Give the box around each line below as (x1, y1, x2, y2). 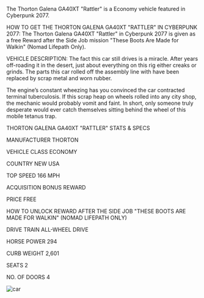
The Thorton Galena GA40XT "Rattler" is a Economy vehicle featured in (6, 6, 186, 12)
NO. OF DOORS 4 (6, 273, 51, 281)
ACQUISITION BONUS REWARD (6, 184, 86, 191)
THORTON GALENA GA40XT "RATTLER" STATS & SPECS (6, 124, 150, 131)
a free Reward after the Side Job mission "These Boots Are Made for (6, 37, 179, 44)
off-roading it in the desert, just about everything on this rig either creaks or (6, 61, 197, 69)
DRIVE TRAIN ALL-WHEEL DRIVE (6, 226, 89, 233)
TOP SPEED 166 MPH (6, 172, 60, 179)
